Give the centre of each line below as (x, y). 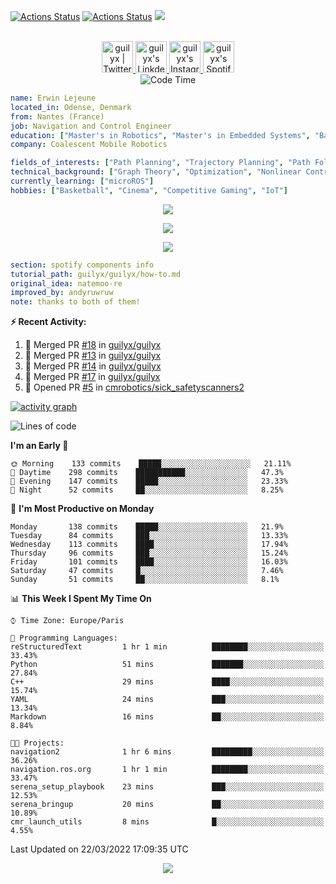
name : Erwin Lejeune (53, 98)
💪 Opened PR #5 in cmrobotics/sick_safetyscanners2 (134, 387)
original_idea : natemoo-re (66, 283)
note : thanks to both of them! (75, 302)
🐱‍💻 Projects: (37, 743)
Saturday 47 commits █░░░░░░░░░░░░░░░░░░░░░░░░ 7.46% (147, 571)
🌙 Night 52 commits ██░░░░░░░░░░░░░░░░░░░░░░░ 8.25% (147, 490)
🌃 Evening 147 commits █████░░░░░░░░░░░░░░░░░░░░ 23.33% (149, 481)
